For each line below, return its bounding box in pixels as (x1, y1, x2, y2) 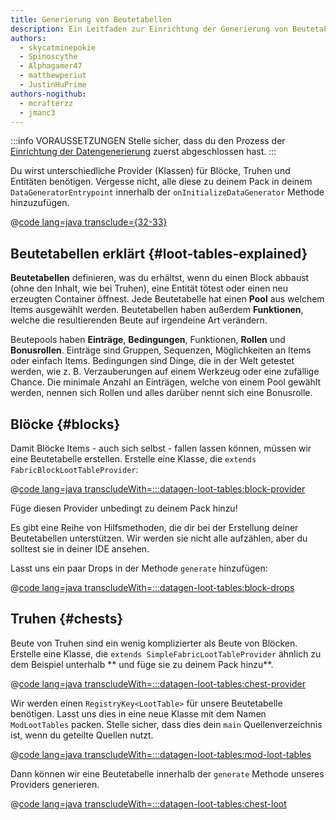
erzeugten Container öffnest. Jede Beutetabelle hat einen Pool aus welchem (10, 293, 325, 305)
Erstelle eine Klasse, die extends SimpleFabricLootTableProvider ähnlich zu (10, 647, 322, 660)
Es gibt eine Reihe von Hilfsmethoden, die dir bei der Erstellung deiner (10, 522, 299, 533)
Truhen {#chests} (10, 611, 124, 628)
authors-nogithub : (10, 89, 87, 99)
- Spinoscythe (19, 52, 78, 62)
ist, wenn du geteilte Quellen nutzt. (10, 729, 154, 741)
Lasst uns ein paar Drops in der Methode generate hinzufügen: (10, 562, 268, 574)
